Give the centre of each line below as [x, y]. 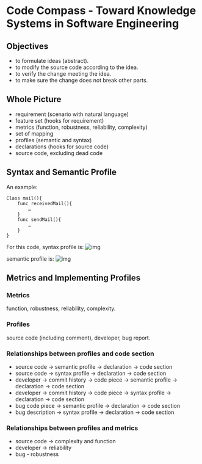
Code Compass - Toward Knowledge [101, 11]
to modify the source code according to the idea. [77, 67]
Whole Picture [34, 99]
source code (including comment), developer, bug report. [78, 338]
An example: [22, 187]
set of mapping [34, 133]
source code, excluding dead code [59, 153]
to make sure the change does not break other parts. [81, 80]
